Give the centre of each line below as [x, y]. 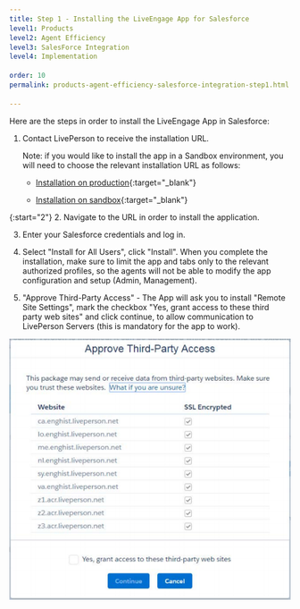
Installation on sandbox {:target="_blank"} [112, 199]
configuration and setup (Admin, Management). [110, 280]
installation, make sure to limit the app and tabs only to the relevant [146, 261]
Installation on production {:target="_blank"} [116, 182]
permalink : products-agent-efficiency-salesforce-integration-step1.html [150, 85]
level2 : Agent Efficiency [57, 38]
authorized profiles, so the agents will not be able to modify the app [146, 271]
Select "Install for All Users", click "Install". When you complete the [145, 251]
